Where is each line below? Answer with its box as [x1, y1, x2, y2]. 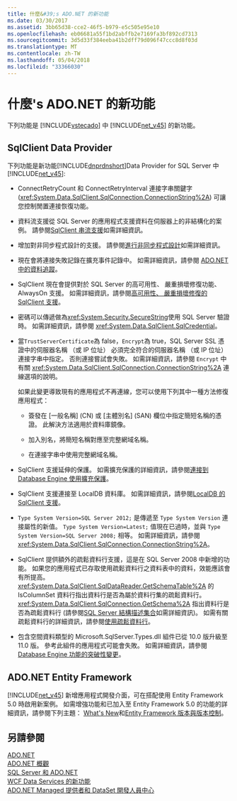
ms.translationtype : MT [7, 43, 78, 50]
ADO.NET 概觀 [7, 759, 50, 768]
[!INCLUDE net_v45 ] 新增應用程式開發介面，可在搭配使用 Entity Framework [7, 691, 224, 699]
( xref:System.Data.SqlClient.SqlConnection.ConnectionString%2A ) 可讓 [17, 193, 226, 202]
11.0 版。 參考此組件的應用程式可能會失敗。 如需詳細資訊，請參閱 [17, 641, 207, 650]
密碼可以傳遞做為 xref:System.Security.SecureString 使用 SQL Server [17, 313, 216, 322]
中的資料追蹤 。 [17, 265, 62, 273]
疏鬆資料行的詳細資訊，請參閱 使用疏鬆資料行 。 [17, 617, 154, 626]
